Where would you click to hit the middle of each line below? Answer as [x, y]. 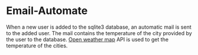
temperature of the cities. [37, 46]
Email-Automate [47, 11]
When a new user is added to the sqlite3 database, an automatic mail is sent [99, 27]
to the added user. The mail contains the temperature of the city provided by [99, 33]
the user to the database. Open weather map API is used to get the [87, 39]
